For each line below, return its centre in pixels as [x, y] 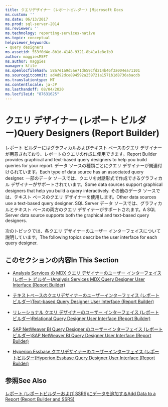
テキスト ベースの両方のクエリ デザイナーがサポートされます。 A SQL [85, 210]
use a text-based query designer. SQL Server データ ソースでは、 [73, 203]
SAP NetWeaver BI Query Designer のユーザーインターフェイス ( [79, 329]
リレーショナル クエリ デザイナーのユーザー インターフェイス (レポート [86, 313]
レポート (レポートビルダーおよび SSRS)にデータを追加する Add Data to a [80, 393]
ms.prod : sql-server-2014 [32, 24]
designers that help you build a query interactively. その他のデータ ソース [81, 191]
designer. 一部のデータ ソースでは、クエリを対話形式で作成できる [73, 178]
